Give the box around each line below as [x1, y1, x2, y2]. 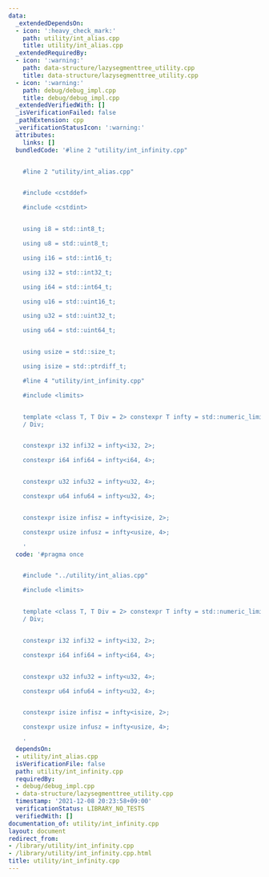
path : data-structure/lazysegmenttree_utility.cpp [22, 64, 195, 72]
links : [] [22, 138, 56, 147]
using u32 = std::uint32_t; [22, 312, 116, 320]
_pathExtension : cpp [15, 116, 84, 124]
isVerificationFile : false [15, 760, 106, 768]
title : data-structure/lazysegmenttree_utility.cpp [22, 71, 199, 79]
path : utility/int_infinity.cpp [15, 767, 124, 775]
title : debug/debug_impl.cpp [22, 94, 120, 102]
